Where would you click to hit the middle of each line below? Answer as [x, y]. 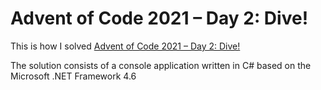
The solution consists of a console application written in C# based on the [161, 65]
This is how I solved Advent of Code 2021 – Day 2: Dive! [125, 46]
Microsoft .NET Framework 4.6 [73, 76]
